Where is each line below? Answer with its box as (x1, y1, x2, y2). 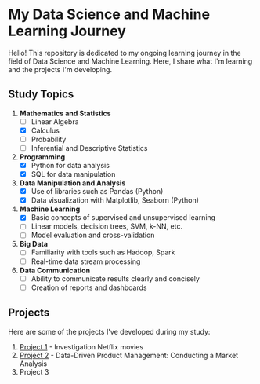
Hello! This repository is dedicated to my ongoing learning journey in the (8, 48, 241, 57)
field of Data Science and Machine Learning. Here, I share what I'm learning (8, 57, 253, 66)
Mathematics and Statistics (19, 108, 111, 118)
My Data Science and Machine (8, 5, 210, 24)
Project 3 (19, 367, 49, 376)
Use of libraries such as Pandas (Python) (31, 187, 164, 196)
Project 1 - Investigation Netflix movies (19, 342, 143, 351)
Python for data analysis (31, 161, 110, 170)
